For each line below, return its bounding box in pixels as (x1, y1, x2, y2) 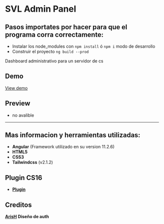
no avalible (12, 112, 34, 118)
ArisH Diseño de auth (5, 214, 49, 220)
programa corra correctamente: (5, 30, 104, 39)
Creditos (5, 201, 32, 209)
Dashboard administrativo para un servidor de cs (5, 58, 103, 64)
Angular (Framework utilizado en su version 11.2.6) (12, 144, 115, 150)
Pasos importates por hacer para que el (5, 23, 127, 31)
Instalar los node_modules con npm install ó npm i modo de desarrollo (12, 43, 155, 49)
